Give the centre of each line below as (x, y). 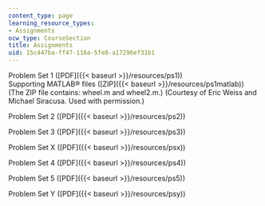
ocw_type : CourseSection (49, 38)
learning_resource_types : (51, 23)
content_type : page (41, 16)
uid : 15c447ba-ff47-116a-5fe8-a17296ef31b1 (82, 53)
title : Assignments (41, 46)
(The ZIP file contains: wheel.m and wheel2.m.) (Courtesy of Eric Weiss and (132, 92)
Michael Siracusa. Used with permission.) (77, 101)
